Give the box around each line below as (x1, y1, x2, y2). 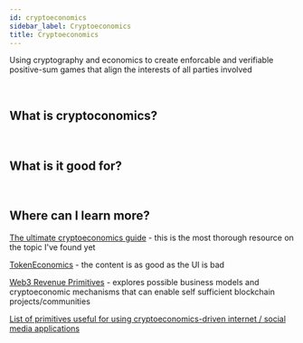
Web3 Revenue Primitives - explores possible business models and (9, 276, 260, 287)
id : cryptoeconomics (9, 13, 88, 23)
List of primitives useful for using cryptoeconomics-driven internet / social (9, 313, 287, 324)
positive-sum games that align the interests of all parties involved (9, 64, 253, 75)
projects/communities (9, 295, 90, 307)
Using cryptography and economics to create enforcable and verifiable (9, 55, 274, 66)
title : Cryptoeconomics (9, 30, 99, 39)
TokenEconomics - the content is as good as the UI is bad (9, 259, 224, 270)
